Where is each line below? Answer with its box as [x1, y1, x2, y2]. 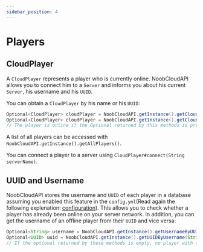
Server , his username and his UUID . [6, 88, 93, 95]
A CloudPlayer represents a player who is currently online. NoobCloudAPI [6, 75, 189, 82]
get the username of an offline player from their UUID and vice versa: [6, 217, 176, 224]
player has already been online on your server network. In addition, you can [6, 211, 195, 218]
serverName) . [6, 158, 38, 165]
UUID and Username [6, 175, 85, 186]
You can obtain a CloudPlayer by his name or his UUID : [6, 99, 140, 106]
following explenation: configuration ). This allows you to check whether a [6, 204, 188, 212]
